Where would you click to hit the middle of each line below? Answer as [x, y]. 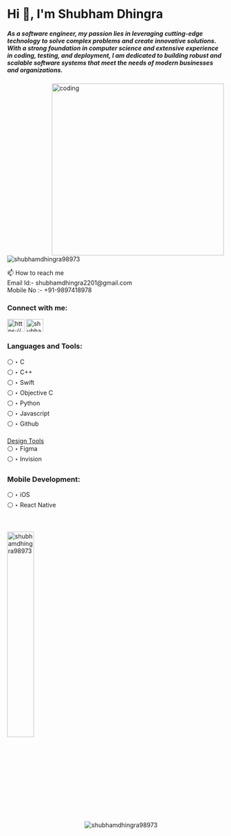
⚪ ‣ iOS [19, 495]
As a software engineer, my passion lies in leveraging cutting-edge [105, 33]
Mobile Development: [44, 479]
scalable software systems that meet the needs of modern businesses [110, 63]
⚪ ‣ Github [23, 423]
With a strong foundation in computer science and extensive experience [113, 48]
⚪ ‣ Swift [21, 382]
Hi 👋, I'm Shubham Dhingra [85, 14]
